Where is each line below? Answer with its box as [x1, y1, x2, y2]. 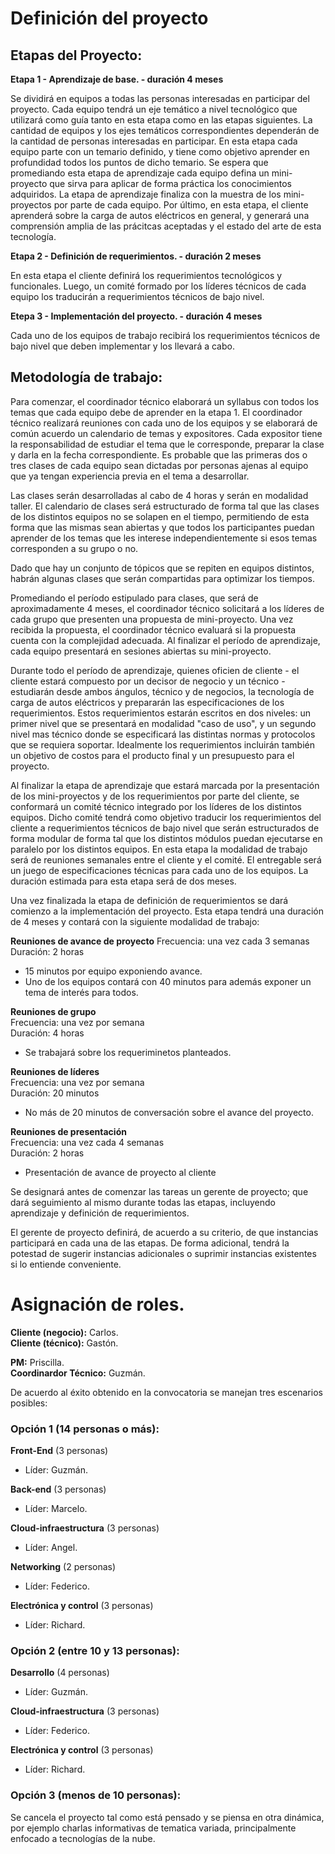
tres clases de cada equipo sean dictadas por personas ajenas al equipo [10, 459, 309, 471]
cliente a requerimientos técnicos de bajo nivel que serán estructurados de [10, 822, 320, 834]
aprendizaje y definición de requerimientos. [10, 1207, 190, 1219]
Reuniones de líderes [10, 1065, 100, 1077]
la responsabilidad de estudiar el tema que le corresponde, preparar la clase [10, 438, 325, 450]
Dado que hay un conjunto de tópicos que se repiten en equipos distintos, [10, 562, 315, 574]
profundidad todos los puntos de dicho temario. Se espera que [10, 157, 269, 168]
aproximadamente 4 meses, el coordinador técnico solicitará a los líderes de [10, 602, 325, 614]
